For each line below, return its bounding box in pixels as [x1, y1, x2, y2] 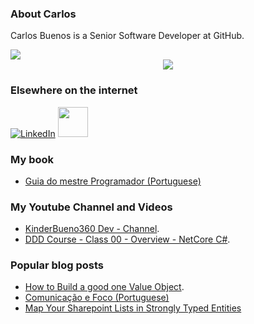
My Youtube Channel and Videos [10, 200, 173, 214]
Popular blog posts [10, 258, 104, 272]
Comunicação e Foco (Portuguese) [24, 292, 170, 304]
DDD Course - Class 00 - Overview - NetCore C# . [24, 233, 231, 246]
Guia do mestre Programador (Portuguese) [24, 175, 202, 187]
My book [10, 152, 55, 166]
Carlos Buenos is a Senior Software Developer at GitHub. [10, 30, 245, 42]
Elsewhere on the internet [10, 83, 138, 97]
